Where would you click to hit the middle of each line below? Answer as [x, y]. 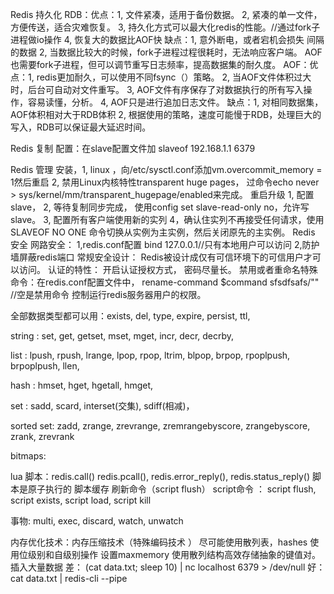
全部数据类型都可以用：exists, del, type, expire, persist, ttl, [130, 316]
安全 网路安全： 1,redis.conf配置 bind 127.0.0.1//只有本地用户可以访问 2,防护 [165, 244]
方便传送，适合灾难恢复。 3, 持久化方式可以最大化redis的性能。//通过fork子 [165, 27]
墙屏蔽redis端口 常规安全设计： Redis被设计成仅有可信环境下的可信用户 [157, 257]
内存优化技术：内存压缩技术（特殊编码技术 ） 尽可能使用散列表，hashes [159, 542]
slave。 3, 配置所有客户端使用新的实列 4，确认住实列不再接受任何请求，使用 [167, 219]
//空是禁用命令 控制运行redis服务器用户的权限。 [108, 294]
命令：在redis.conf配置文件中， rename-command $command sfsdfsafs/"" [165, 282]
